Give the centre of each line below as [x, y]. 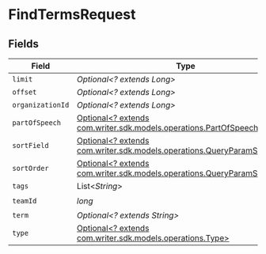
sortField [30, 145]
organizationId [41, 105]
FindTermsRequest [72, 15]
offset [25, 92]
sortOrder [30, 168]
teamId [25, 201]
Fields [24, 44]
